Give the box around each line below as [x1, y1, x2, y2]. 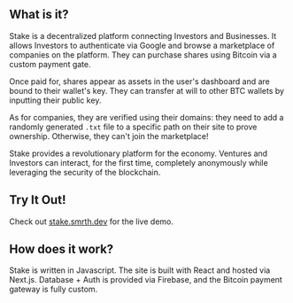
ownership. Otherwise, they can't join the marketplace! [9, 130, 210, 141]
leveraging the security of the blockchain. [9, 167, 161, 177]
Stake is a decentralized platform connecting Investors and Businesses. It [9, 30, 277, 41]
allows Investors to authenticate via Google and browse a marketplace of [9, 40, 275, 50]
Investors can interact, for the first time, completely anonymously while [9, 157, 268, 167]
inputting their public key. [9, 95, 102, 105]
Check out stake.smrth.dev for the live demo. [9, 216, 174, 227]
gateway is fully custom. [9, 284, 98, 295]
